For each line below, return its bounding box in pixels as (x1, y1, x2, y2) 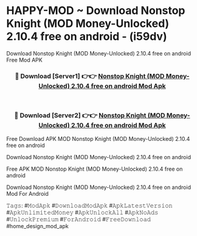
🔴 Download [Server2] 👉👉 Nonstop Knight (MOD (14, 111, 165, 120)
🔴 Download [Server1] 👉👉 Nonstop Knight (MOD (15, 71, 165, 80)
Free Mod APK (6, 56, 43, 63)
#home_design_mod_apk (6, 222, 69, 229)
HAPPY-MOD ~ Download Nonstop (6, 4, 185, 18)
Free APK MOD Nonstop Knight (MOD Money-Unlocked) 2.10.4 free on (6, 165, 183, 173)
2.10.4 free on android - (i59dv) (6, 30, 167, 43)
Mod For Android (6, 190, 49, 197)
